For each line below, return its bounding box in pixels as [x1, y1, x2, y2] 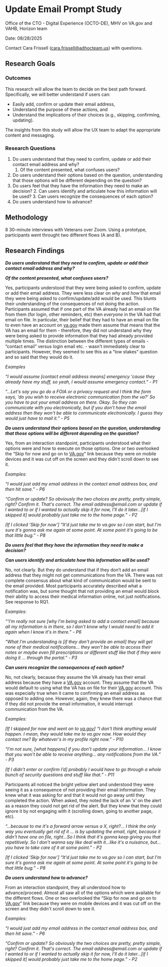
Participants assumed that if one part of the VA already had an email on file [5, 306, 160, 312]
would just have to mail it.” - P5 [5, 415, 70, 421]
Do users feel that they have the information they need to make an [12, 182, 149, 189]
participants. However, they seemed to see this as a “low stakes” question [5, 348, 158, 354]
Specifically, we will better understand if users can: [5, 91, 111, 97]
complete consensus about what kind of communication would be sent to [5, 577, 156, 583]
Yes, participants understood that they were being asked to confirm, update [5, 285, 161, 291]
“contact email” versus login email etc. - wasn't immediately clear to [5, 343, 145, 349]
